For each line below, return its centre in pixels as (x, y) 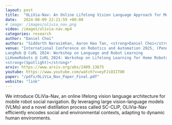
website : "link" (23, 81)
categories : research (28, 34)
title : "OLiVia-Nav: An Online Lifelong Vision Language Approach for (83, 15)
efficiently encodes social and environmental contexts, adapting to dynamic (85, 112)
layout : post (19, 10)
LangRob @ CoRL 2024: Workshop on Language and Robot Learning (74, 53)
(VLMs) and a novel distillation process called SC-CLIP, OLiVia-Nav (76, 107)
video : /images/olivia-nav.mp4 (39, 29)
